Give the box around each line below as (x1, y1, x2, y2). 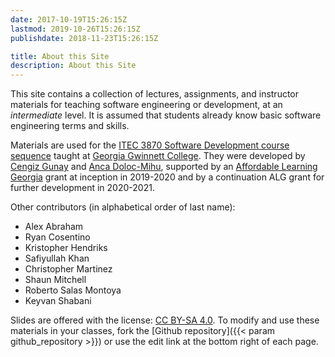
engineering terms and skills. (10, 120, 130, 132)
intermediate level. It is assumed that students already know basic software (10, 109, 322, 121)
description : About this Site (10, 61, 137, 71)
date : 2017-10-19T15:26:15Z (10, 14, 128, 25)
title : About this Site (10, 51, 110, 61)
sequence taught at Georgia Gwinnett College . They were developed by (10, 150, 306, 162)
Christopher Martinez (24, 263, 113, 275)
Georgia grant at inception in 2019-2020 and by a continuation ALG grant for (10, 171, 325, 183)
